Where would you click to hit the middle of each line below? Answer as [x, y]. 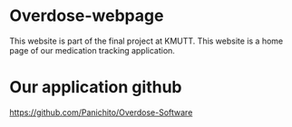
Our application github [96, 88]
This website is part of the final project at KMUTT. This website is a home [146, 41]
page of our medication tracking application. [92, 50]
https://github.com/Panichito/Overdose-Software [101, 112]
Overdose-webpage [87, 16]
